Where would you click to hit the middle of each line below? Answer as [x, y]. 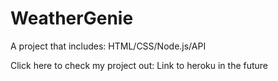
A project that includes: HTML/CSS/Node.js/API [108, 46]
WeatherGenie [72, 18]
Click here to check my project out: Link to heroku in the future [139, 65]
